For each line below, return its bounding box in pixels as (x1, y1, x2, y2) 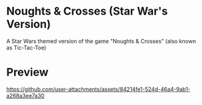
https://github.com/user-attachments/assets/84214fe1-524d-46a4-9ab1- (6, 85, 191, 93)
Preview (6, 65, 49, 79)
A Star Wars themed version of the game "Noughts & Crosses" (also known (6, 37, 196, 45)
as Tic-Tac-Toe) (6, 44, 47, 51)
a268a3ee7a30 (6, 92, 45, 99)
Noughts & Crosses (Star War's (6, 4, 168, 18)
